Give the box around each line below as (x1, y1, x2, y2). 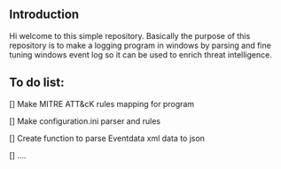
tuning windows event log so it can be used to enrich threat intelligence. (9, 49, 272, 60)
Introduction (9, 7, 80, 22)
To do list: (9, 75, 65, 90)
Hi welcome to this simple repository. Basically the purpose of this (9, 30, 251, 41)
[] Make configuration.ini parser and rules (9, 115, 161, 127)
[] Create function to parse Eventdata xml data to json (9, 133, 206, 143)
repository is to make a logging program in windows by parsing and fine (9, 40, 272, 50)
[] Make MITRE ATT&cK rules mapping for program (9, 98, 195, 109)
